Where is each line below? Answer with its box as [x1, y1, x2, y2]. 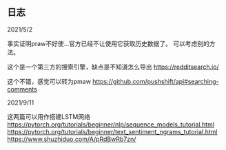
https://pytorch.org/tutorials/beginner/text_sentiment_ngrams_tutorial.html [7, 127, 218, 136]
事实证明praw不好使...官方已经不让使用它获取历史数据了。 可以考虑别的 [7, 39, 210, 47]
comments [7, 85, 38, 93]
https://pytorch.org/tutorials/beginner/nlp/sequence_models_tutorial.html [7, 120, 215, 129]
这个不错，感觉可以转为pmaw [7, 77, 92, 85]
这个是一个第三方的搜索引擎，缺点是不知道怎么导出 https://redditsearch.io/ [7, 63, 219, 71]
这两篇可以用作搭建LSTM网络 [7, 112, 91, 120]
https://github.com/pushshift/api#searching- [92, 77, 219, 85]
